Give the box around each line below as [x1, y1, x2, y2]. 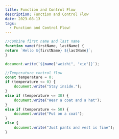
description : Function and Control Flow [5, 12, 89, 17]
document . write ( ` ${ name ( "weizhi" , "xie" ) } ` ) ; [5, 61, 100, 66]
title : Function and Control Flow [5, 7, 76, 12]
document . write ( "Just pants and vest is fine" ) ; [14, 125, 115, 130]
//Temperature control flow [5, 70, 63, 75]
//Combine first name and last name [5, 39, 80, 44]
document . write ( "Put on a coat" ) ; [14, 111, 84, 116]
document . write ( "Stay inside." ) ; [14, 84, 82, 89]
